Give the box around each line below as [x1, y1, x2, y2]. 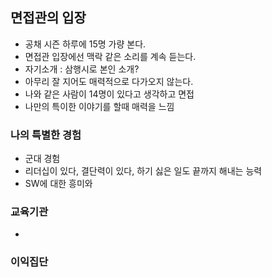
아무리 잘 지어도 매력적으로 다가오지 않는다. [24, 75, 194, 87]
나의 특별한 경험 [10, 128, 82, 142]
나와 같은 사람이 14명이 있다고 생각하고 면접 [24, 88, 195, 100]
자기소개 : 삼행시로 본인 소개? [24, 63, 140, 75]
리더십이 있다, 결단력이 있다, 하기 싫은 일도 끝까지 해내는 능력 [24, 165, 263, 177]
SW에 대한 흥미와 [24, 178, 93, 190]
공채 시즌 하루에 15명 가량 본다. [24, 38, 147, 50]
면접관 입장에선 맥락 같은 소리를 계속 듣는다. [24, 50, 197, 62]
